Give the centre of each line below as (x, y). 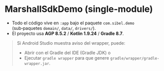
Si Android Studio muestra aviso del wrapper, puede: (71, 43)
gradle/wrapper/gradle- (135, 58)
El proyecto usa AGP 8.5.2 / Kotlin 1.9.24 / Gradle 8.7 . (68, 33)
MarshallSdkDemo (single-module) (79, 9)
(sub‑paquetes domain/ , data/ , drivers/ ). (54, 28)
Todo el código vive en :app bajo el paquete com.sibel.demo (73, 23)
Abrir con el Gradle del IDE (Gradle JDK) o (67, 53)
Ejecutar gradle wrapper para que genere (67, 58)
